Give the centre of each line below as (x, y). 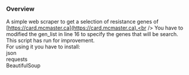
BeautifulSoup (23, 66)
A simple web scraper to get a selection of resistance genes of (82, 22)
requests (17, 59)
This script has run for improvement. (50, 41)
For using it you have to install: (43, 47)
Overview (20, 9)
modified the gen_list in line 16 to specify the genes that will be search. (92, 34)
